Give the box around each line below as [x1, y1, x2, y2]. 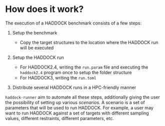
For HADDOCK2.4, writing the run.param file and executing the [19, 64, 148, 70]
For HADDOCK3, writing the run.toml [19, 74, 96, 80]
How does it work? [5, 3, 84, 15]
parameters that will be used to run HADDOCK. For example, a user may [5, 104, 153, 110]
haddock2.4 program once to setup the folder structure [19, 69, 132, 75]
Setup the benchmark [12, 29, 57, 35]
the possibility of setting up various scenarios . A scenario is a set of [5, 99, 145, 105]
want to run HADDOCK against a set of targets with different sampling [5, 110, 149, 116]
